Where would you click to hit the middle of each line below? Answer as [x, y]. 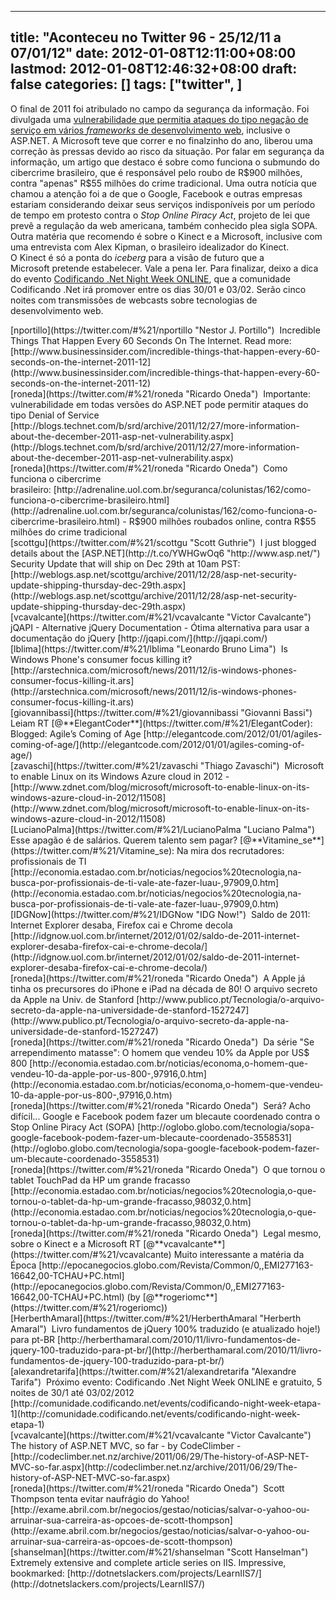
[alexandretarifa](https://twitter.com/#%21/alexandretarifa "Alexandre [153, 1371]
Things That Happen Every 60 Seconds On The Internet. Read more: [151, 340]
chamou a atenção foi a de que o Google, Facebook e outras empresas [156, 193]
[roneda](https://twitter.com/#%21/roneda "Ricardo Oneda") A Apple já [158, 978]
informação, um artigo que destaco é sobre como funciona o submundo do [165, 162]
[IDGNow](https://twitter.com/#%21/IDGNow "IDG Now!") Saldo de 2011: [160, 914]
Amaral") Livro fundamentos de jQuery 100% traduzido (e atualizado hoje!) [165, 1328]
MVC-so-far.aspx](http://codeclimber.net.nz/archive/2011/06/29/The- [154, 1467]
